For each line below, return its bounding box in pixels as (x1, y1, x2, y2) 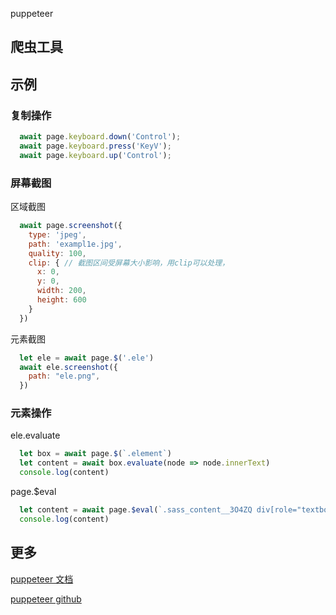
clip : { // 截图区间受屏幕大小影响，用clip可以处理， (28, 258, 230, 268)
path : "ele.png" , (28, 371, 101, 382)
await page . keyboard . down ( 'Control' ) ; (19, 132, 182, 142)
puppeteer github (10, 593, 82, 605)
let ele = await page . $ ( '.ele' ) (19, 353, 155, 363)
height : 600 (36, 295, 87, 305)
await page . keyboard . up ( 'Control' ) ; (19, 150, 172, 160)
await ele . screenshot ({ (19, 362, 118, 372)
